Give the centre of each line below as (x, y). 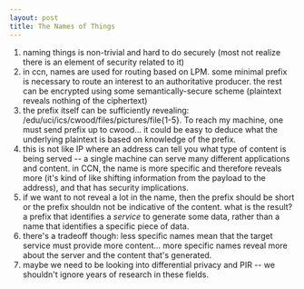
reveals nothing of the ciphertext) (85, 100)
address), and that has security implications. (105, 187)
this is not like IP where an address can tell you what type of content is (154, 149)
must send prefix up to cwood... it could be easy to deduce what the (150, 129)
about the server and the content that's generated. (117, 254)
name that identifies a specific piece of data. (106, 226)
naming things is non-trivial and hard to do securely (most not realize (152, 52)
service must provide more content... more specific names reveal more (155, 245)
